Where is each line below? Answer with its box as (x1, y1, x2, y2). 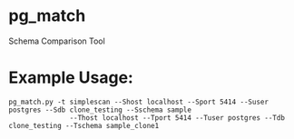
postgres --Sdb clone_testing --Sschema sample (8, 105, 192, 114)
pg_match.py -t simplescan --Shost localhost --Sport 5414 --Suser (8, 97, 269, 106)
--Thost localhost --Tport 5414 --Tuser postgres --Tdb (69, 113, 285, 123)
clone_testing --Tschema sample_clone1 (8, 121, 160, 130)
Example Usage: (8, 67, 133, 88)
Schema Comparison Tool (8, 35, 105, 46)
